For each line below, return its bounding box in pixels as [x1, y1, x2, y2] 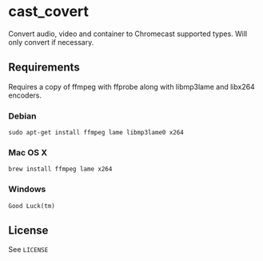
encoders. [8, 90, 42, 100]
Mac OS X [8, 147, 48, 158]
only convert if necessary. [8, 37, 94, 46]
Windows [8, 183, 46, 195]
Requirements [8, 61, 80, 74]
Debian [8, 110, 37, 122]
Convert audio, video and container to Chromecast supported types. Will [8, 29, 248, 38]
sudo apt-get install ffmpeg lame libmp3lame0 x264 [8, 129, 184, 137]
